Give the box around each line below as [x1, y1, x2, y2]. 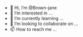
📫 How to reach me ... [10, 26, 57, 32]
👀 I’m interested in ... [10, 10, 53, 16]
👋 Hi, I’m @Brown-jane [10, 5, 57, 10]
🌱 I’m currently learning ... [10, 15, 64, 21]
